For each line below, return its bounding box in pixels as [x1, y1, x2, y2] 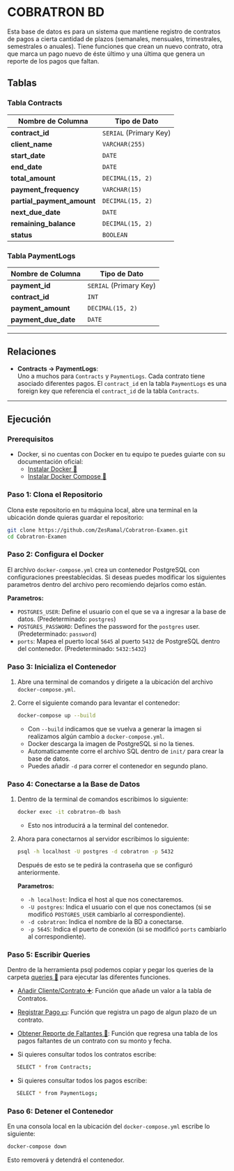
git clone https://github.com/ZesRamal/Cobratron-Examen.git [7, 526, 189, 534]
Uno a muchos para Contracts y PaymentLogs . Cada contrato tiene [17, 371, 205, 380]
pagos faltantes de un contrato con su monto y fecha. [17, 1037, 172, 1045]
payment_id [10, 281, 51, 290]
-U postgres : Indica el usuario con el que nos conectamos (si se [27, 902, 212, 911]
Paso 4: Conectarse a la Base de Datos [7, 779, 141, 789]
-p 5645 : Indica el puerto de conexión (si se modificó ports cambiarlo [27, 925, 227, 933]
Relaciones [7, 346, 57, 358]
